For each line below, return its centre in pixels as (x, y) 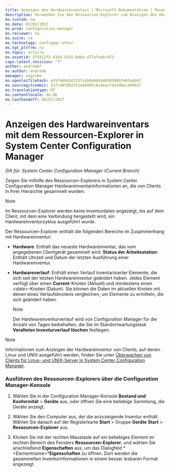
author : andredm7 (24, 66)
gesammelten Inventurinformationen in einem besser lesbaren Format (85, 459)
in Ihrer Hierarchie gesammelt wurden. (45, 191)
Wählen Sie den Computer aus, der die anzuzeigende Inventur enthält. (86, 417)
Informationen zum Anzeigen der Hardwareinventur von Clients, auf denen (83, 349)
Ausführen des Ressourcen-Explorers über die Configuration (82, 379)
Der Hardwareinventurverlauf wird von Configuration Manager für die (85, 319)
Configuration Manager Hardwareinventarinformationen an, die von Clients (83, 186)
